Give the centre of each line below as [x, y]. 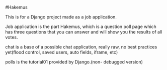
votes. [12, 37]
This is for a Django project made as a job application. [61, 17]
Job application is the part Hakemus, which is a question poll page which [81, 26]
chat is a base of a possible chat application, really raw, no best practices [81, 47]
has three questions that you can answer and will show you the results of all [84, 32]
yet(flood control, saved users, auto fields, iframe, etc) [62, 52]
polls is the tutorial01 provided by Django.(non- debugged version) [74, 62]
